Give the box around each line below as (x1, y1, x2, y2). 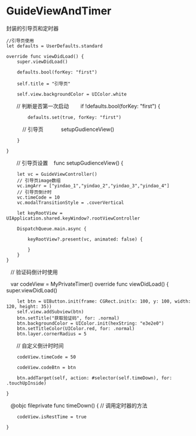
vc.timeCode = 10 (17, 194, 60, 200)
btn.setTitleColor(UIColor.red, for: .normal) (17, 325, 135, 331)
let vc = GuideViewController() (17, 171, 97, 177)
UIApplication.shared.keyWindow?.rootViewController (6, 215, 140, 221)
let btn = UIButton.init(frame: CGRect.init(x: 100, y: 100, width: (17, 298, 191, 304)
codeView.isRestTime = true (17, 414, 87, 420)
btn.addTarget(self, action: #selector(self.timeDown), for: (17, 375, 172, 381)
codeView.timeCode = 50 (17, 354, 76, 360)
